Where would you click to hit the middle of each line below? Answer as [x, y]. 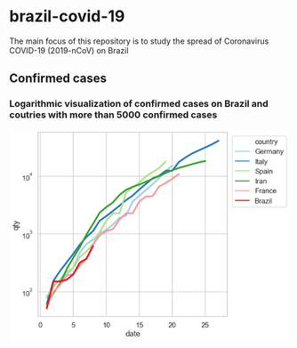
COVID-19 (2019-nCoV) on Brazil [69, 50]
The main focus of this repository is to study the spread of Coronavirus [139, 41]
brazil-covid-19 [67, 16]
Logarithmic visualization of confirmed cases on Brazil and [139, 104]
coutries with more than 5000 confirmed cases [113, 115]
